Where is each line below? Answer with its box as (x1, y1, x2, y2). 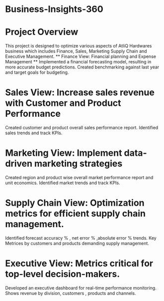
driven (5, 158, 33, 169)
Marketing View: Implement (5, 147, 122, 159)
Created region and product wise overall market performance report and (5, 175, 154, 180)
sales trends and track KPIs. (5, 130, 63, 136)
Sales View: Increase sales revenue (5, 87, 155, 98)
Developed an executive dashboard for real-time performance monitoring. (5, 285, 157, 291)
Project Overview (5, 26, 79, 38)
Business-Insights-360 (5, 3, 103, 15)
